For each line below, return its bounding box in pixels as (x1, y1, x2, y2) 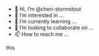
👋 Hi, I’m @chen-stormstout (14, 6, 82, 12)
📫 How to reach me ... (14, 31, 69, 37)
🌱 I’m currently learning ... (14, 18, 77, 24)
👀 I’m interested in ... (14, 12, 64, 19)
